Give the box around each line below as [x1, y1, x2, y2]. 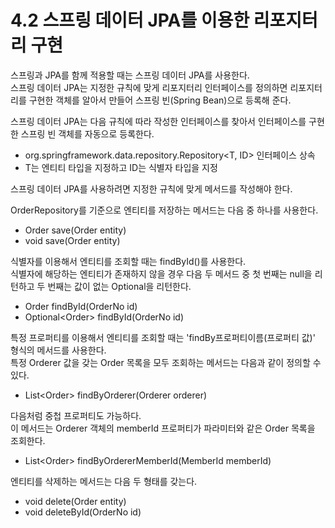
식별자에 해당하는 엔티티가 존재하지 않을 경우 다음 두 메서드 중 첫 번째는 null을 [10, 267, 313, 280]
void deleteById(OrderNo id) [24, 506, 142, 518]
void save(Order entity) [24, 234, 121, 246]
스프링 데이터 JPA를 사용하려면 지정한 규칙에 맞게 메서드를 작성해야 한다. [10, 182, 293, 195]
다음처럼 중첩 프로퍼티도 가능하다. [10, 409, 142, 421]
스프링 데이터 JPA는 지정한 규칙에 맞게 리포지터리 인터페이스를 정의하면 [10, 81, 288, 93]
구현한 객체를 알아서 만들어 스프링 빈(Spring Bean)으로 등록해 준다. [28, 94, 292, 106]
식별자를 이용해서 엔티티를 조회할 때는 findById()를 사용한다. [10, 255, 247, 267]
